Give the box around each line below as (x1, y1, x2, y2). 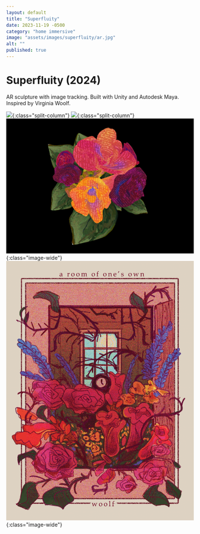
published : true (6, 48, 46, 54)
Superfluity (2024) (6, 74, 101, 87)
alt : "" (6, 41, 26, 47)
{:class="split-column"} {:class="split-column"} (12, 112, 135, 119)
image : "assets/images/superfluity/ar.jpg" (6, 34, 116, 41)
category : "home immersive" (6, 29, 76, 34)
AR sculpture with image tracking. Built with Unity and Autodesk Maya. (6, 93, 180, 100)
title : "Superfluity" (6, 15, 60, 22)
